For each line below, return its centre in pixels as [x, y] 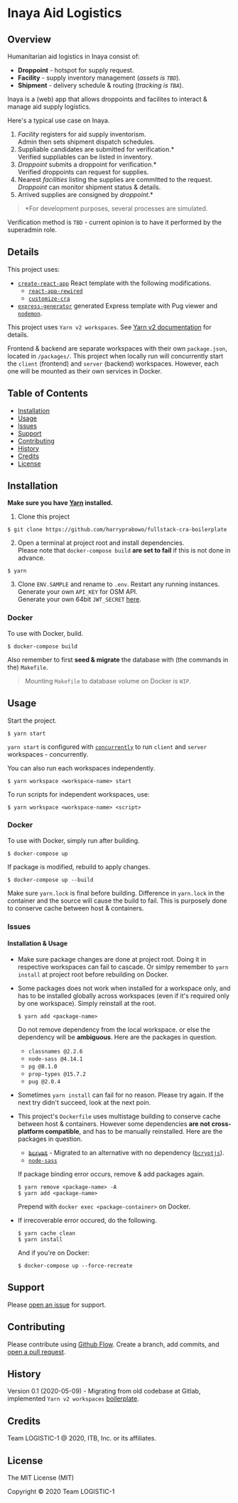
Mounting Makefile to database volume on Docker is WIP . [108, 681]
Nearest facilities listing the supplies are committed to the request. [115, 180]
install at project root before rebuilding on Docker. [93, 974]
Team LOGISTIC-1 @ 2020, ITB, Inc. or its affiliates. [82, 1438]
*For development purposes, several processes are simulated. [116, 208]
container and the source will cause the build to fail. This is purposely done [117, 901]
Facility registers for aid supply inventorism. [82, 134]
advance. [31, 558]
